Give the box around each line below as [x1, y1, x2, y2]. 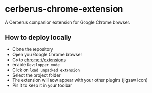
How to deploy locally [5, 33, 72, 42]
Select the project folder [12, 72, 61, 78]
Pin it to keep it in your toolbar [12, 82, 72, 88]
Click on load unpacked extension [12, 67, 80, 73]
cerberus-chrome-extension [5, 3, 123, 15]
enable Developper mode [12, 62, 60, 67]
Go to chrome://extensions [12, 57, 66, 62]
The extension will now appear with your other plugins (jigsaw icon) [12, 77, 148, 83]
